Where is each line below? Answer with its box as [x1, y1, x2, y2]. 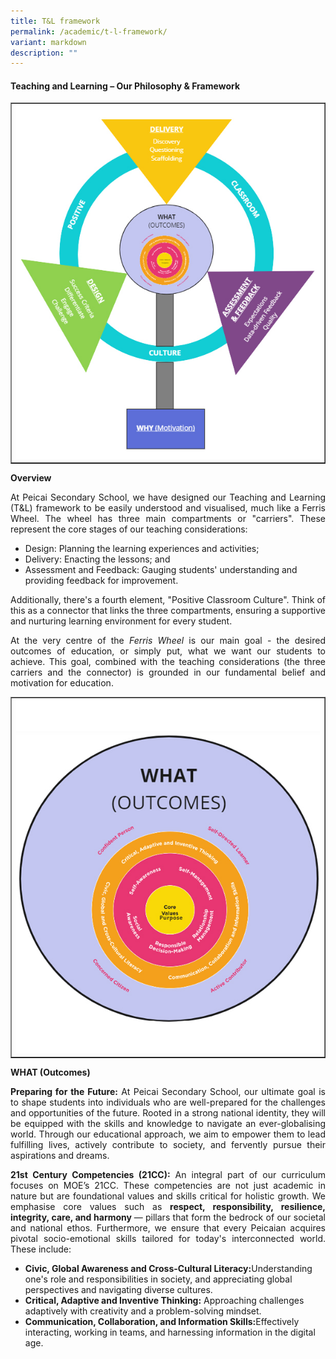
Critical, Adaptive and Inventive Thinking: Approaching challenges [24, 1295, 305, 1307]
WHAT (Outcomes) [10, 1066, 91, 1079]
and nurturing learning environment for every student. [10, 615, 233, 627]
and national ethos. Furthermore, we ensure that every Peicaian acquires [10, 1222, 326, 1234]
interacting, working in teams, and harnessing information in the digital [24, 1326, 316, 1339]
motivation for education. [10, 677, 114, 689]
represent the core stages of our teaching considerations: [10, 523, 248, 535]
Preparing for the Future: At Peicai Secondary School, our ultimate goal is [10, 1086, 326, 1098]
